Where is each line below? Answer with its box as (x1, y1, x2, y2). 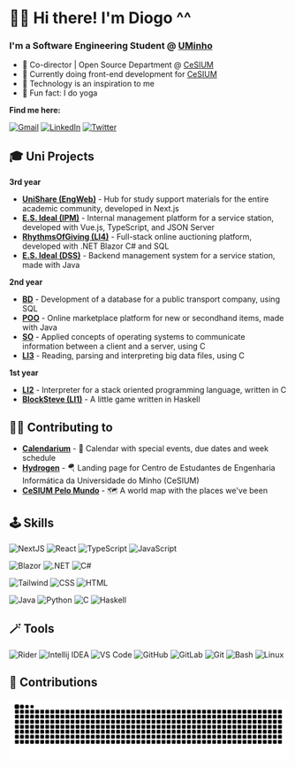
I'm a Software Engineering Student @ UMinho (9, 40, 214, 52)
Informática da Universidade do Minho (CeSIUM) (21, 475, 200, 486)
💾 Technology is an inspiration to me (21, 79, 155, 89)
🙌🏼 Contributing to (9, 419, 113, 434)
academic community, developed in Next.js (21, 203, 179, 214)
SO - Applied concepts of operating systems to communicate (21, 332, 246, 342)
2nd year (9, 277, 43, 288)
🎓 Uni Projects (9, 149, 95, 164)
